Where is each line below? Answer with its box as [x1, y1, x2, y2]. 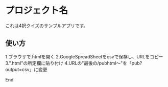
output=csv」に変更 [5, 66, 47, 72]
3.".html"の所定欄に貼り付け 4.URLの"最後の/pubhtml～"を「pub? [5, 60, 142, 66]
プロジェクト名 [5, 5, 68, 16]
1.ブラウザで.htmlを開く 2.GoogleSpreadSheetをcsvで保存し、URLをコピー [5, 53, 163, 59]
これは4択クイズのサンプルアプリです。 [5, 23, 88, 29]
